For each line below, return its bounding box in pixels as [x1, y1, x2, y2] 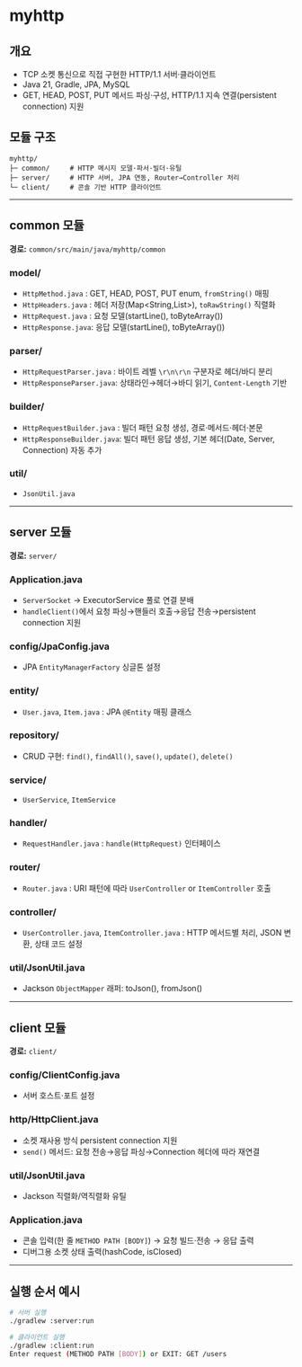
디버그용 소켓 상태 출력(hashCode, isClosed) [22, 1247, 182, 1257]
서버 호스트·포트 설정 [22, 1090, 95, 1101]
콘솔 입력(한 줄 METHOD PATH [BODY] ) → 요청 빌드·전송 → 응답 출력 [22, 1235, 254, 1246]
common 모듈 [9, 217, 85, 234]
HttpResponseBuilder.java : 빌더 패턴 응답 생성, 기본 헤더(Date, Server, [22, 433, 276, 444]
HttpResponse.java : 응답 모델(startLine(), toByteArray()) [22, 321, 226, 333]
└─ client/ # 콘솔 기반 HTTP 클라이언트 [9, 182, 162, 191]
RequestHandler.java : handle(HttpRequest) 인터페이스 [22, 838, 222, 849]
